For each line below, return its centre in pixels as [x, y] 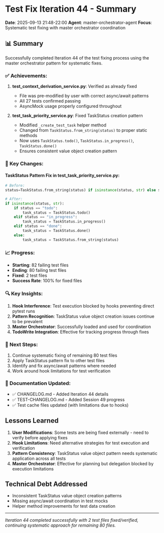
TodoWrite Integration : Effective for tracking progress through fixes [81, 332]
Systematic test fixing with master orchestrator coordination [65, 27]
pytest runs [23, 311]
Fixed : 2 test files [30, 275]
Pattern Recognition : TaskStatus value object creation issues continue [83, 316]
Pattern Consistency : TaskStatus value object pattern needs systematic [85, 453]
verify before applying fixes [40, 437]
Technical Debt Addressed [46, 484]
